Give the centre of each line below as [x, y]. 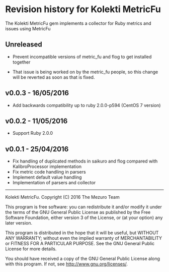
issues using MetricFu [28, 28]
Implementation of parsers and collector [54, 183]
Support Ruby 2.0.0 [33, 133]
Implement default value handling [47, 177]
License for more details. [31, 249]
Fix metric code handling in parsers [49, 172]
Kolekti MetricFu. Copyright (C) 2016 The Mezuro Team [62, 197]
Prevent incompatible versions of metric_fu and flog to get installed [82, 57]
